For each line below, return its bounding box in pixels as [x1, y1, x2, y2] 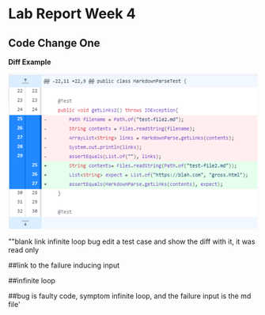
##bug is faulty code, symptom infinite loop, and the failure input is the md [8, 291, 252, 301]
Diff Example [8, 57, 51, 66]
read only [8, 245, 40, 255]
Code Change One [8, 36, 100, 50]
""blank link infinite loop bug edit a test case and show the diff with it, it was [8, 237, 256, 246]
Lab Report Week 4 [8, 5, 136, 23]
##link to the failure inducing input [8, 260, 120, 270]
